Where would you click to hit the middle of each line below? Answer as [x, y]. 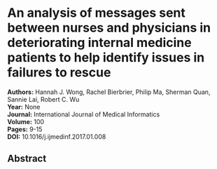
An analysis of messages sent [96, 13]
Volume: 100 [26, 121]
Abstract [27, 159]
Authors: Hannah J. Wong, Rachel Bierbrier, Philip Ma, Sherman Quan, [109, 92]
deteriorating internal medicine [99, 43]
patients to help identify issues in [106, 58]
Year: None [24, 107]
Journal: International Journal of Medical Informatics [84, 114]
